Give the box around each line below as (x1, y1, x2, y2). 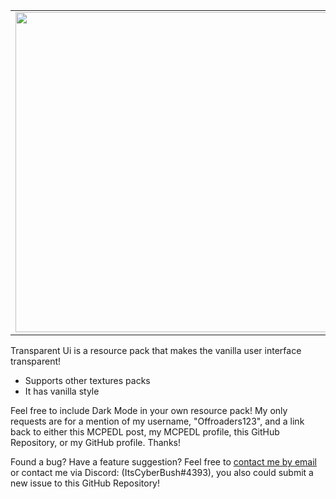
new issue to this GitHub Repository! (10, 477, 161, 489)
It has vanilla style (24, 385, 100, 397)
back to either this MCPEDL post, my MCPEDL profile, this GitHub (10, 426, 280, 438)
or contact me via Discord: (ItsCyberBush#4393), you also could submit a (10, 467, 314, 478)
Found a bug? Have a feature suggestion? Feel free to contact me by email (10, 456, 317, 468)
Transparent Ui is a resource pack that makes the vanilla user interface (10, 345, 302, 356)
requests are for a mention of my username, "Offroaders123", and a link (10, 415, 305, 427)
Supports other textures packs (24, 375, 151, 386)
